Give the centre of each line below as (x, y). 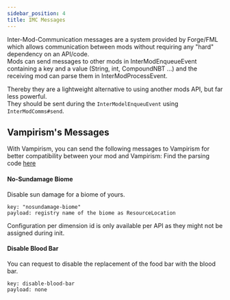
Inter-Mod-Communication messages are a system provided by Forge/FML (113, 39)
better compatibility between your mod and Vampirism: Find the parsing (108, 156)
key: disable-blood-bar (41, 284)
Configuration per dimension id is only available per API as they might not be (115, 225)
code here (22, 163)
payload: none (27, 289)
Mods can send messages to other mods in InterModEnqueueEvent (102, 61)
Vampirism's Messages (58, 132)
